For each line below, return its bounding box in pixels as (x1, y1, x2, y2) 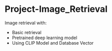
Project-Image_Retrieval (4, 3, 108, 15)
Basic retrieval (11, 29, 42, 35)
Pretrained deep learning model (11, 35, 77, 41)
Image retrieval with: (4, 20, 47, 26)
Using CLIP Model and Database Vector (11, 40, 94, 46)
